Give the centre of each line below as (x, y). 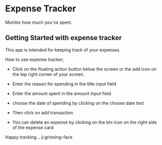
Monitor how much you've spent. (39, 22)
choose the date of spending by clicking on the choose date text (78, 103)
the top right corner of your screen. (48, 74)
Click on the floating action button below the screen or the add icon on (84, 69)
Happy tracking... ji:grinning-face (39, 137)
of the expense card (33, 127)
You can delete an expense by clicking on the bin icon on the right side (84, 122)
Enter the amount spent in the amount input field (62, 93)
